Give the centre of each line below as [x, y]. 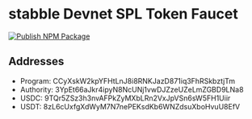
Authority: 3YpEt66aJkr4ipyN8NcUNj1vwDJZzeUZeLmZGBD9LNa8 [132, 89]
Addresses [36, 62]
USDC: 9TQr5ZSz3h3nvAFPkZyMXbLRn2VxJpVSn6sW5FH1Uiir [125, 98]
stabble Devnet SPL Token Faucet [123, 14]
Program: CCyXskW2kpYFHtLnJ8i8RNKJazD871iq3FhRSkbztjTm [128, 80]
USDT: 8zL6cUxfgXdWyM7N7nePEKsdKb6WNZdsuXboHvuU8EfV [130, 106]
